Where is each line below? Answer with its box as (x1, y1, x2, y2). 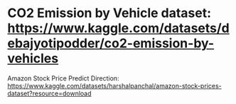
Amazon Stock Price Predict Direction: (7, 73, 119, 83)
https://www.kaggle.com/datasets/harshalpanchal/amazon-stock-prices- (7, 81, 222, 90)
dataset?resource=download (7, 89, 92, 98)
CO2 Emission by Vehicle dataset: (7, 5, 212, 21)
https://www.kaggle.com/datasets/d (7, 20, 230, 36)
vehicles (7, 51, 59, 67)
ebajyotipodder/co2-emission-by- (7, 36, 215, 51)
